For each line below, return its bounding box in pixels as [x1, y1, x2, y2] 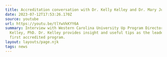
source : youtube [5, 16, 39, 21]
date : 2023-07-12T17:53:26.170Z [5, 12, 72, 17]
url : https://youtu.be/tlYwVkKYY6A [5, 21, 79, 26]
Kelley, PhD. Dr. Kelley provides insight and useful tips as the [9, 30, 150, 35]
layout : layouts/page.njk [5, 40, 59, 45]
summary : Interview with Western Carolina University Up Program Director [5, 26, 164, 31]
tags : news [5, 44, 28, 49]
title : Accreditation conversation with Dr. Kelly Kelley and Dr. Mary [5, 7, 157, 12]
